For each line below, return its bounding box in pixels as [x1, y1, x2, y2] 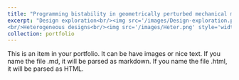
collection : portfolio [7, 30, 75, 38]
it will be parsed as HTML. [7, 64, 84, 73]
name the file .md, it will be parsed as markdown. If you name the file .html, [7, 57, 228, 66]
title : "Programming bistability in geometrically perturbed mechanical [7, 10, 228, 18]
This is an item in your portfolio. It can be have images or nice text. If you [7, 50, 221, 58]
